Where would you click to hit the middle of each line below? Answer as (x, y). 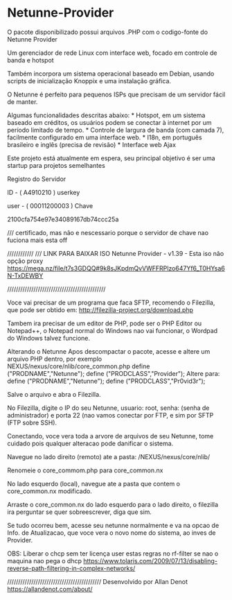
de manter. (23, 101)
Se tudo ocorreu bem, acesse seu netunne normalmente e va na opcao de (113, 525)
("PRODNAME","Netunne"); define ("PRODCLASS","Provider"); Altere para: (114, 373)
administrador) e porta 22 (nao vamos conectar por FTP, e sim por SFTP (110, 415)
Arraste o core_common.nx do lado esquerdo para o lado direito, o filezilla (113, 504)
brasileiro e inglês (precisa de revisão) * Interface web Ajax (92, 144)
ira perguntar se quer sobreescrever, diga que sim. (80, 512)
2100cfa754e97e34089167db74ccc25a (63, 219)
